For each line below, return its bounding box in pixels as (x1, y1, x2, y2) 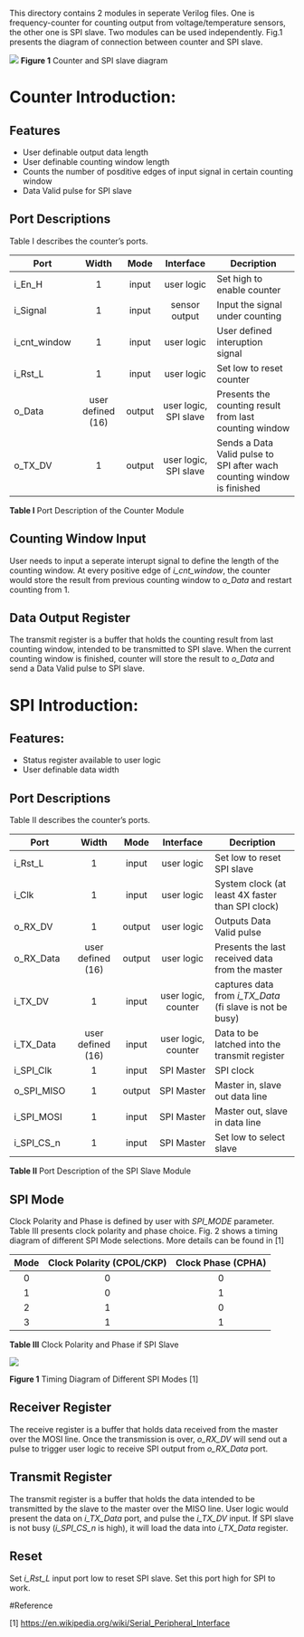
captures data (214, 978, 274, 991)
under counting (216, 310, 282, 322)
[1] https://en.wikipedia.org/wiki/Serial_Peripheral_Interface (9, 1617, 231, 1628)
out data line (214, 1090, 268, 1103)
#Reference (9, 1600, 53, 1611)
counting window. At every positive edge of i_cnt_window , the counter (9, 565, 271, 576)
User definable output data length (22, 147, 149, 158)
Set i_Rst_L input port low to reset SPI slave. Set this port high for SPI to (9, 1573, 276, 1584)
